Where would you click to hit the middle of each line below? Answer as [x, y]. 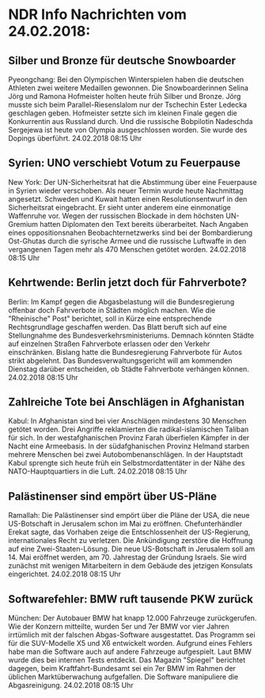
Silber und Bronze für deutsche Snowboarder [122, 60]
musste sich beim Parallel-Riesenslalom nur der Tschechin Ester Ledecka [128, 105]
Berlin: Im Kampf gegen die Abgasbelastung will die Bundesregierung [121, 301]
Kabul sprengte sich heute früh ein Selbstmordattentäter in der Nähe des [127, 463]
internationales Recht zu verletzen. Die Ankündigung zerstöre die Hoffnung [131, 541]
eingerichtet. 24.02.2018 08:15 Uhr [64, 574]
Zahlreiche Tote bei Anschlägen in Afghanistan [127, 402]
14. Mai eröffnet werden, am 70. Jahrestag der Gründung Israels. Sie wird [127, 557]
